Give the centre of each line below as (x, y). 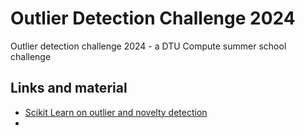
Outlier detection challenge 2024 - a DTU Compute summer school (148, 46)
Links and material (69, 88)
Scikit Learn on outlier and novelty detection (116, 112)
